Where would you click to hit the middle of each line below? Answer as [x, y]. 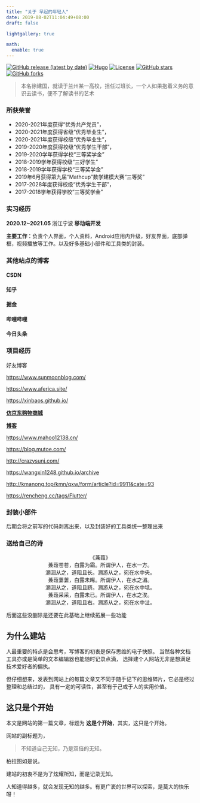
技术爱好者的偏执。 [30, 666]
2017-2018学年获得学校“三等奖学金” [59, 192]
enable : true [28, 50]
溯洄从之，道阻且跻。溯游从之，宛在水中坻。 [100, 587]
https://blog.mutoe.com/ [36, 449]
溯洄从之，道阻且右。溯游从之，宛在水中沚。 [100, 602]
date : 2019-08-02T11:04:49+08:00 [48, 17]
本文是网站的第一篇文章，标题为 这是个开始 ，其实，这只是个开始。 [88, 723]
